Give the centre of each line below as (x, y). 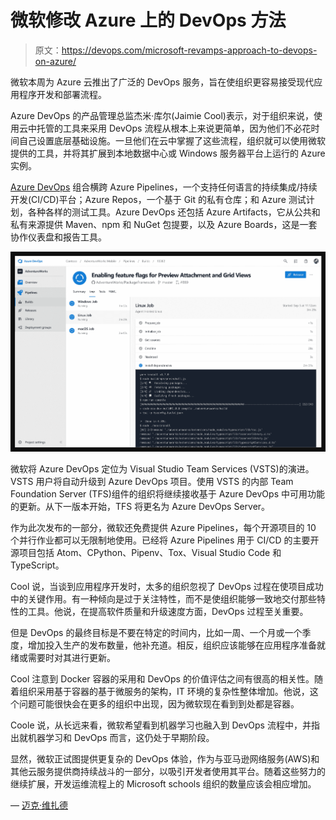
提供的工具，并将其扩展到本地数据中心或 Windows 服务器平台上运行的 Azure (168, 153)
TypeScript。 (37, 565)
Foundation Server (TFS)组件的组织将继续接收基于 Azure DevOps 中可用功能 (167, 494)
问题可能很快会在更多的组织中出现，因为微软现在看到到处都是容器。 (159, 704)
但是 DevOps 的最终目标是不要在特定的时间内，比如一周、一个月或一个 (156, 633)
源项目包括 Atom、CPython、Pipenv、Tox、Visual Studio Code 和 (146, 553)
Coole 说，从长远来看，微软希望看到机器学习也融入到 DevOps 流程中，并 (161, 725)
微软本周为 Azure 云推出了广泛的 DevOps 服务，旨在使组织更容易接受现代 (162, 82)
